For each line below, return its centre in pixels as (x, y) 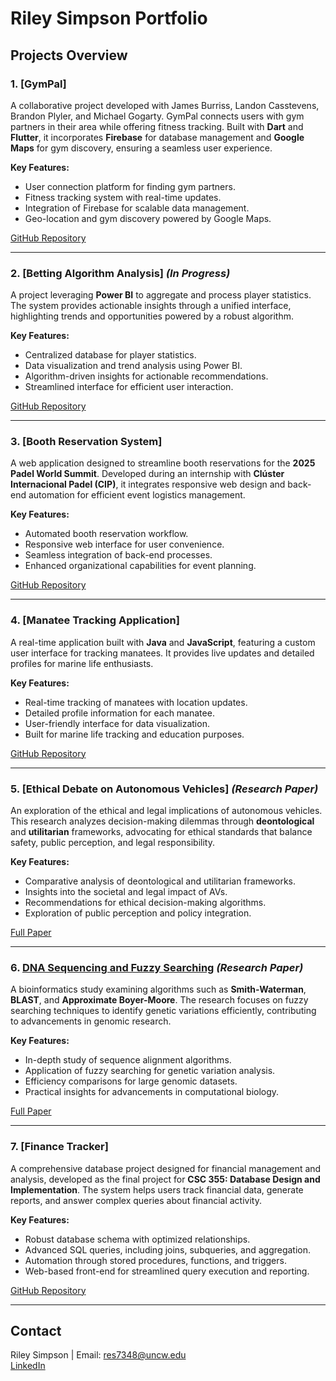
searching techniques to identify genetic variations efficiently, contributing (163, 1011)
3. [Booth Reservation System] (86, 442)
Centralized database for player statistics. (110, 355)
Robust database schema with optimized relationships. (137, 1239)
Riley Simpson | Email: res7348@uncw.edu (98, 1355)
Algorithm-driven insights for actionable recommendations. (146, 376)
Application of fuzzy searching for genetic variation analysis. (150, 1071)
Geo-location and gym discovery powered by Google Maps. (148, 218)
